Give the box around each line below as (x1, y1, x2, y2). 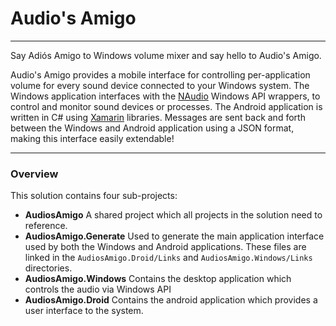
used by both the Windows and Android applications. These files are (24, 241, 307, 253)
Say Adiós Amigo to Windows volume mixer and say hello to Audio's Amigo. (10, 49, 322, 61)
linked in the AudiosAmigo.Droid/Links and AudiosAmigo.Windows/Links (24, 252, 313, 264)
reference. (24, 220, 68, 232)
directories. (24, 262, 73, 274)
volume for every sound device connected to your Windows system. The (10, 79, 310, 91)
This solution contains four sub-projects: (10, 190, 178, 202)
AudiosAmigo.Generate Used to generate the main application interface (24, 230, 325, 242)
